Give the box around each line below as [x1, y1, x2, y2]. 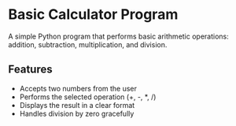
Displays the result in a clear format [19, 100, 135, 109]
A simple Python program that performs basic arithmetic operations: [8, 31, 230, 41]
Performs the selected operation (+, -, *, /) [19, 92, 157, 102]
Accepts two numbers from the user [19, 83, 138, 93]
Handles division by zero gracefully [19, 109, 135, 118]
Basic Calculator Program [8, 6, 179, 24]
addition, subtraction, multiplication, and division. [8, 39, 168, 49]
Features [8, 63, 53, 76]
